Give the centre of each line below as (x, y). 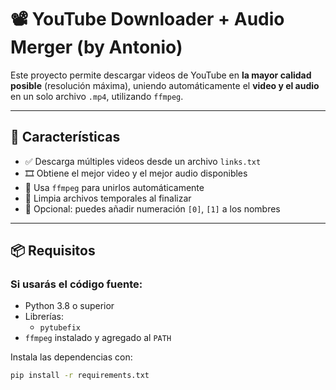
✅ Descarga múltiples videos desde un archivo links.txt (143, 161)
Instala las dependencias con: (71, 357)
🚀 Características (65, 137)
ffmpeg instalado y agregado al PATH (98, 338)
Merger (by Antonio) (96, 47)
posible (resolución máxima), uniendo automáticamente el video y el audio (165, 85)
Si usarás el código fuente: (76, 284)
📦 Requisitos (53, 251)
